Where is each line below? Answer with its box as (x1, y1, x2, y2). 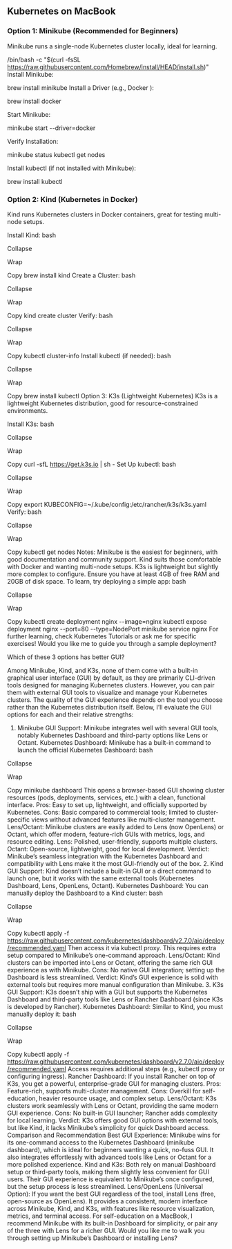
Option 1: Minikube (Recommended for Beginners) (7, 26, 179, 36)
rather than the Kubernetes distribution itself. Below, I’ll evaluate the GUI (7, 703, 212, 711)
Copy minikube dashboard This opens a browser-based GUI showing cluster (7, 786, 225, 794)
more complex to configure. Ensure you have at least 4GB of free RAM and (7, 570, 220, 578)
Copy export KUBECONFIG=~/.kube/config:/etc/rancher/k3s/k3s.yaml (7, 500, 207, 508)
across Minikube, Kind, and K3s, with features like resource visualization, (7, 1204, 215, 1212)
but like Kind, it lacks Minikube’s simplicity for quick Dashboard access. (7, 1123, 211, 1131)
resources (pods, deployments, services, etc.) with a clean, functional (7, 793, 206, 802)
